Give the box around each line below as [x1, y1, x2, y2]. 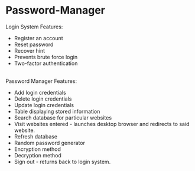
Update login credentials [14, 101, 74, 108]
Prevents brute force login [14, 53, 78, 60]
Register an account [14, 34, 63, 41]
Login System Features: [5, 23, 63, 30]
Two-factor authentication [14, 60, 78, 67]
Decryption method [14, 151, 61, 159]
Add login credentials [14, 89, 66, 96]
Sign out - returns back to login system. [14, 158, 111, 165]
